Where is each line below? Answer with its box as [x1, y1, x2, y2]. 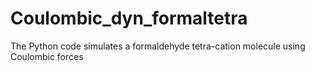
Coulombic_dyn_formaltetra [10, 7, 248, 30]
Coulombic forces [10, 50, 84, 62]
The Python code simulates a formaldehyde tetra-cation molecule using [10, 40, 306, 52]
